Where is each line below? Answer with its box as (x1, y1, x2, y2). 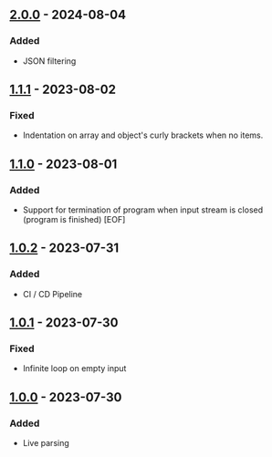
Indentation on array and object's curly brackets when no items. (22, 130, 264, 140)
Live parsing (22, 438, 70, 449)
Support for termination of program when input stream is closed (22, 204, 264, 215)
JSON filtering (22, 55, 77, 67)
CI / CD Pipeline (22, 288, 83, 299)
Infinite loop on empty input (22, 363, 127, 374)
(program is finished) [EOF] (22, 214, 126, 225)
